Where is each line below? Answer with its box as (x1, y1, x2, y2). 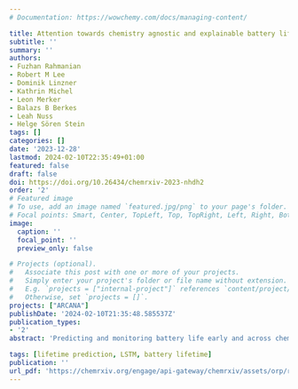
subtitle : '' (9, 37, 58, 46)
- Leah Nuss (9, 112, 53, 121)
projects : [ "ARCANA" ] (9, 301, 90, 310)
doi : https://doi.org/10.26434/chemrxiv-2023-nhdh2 (9, 178, 204, 187)
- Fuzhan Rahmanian (9, 62, 82, 71)
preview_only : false (17, 243, 93, 253)
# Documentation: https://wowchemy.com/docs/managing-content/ (9, 12, 248, 22)
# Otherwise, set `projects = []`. (9, 292, 149, 302)
